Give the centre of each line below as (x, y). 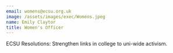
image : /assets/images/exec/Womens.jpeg (56, 17)
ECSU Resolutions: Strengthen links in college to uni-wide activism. (87, 44)
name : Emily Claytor (31, 22)
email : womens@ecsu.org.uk (39, 11)
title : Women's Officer (35, 27)
